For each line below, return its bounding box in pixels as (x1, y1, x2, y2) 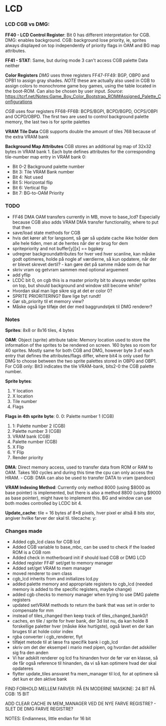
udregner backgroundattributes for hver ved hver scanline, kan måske (12, 250, 156, 256)
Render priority (12, 455, 44, 461)
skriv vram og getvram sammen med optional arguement (12, 266, 129, 272)
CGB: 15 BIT (5, 691, 30, 697)
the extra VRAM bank (5, 134, 49, 140)
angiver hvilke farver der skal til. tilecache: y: (5, 515, 97, 521)
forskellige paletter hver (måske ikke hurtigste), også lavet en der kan (12, 623, 154, 629)
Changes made (5, 528, 43, 534)
